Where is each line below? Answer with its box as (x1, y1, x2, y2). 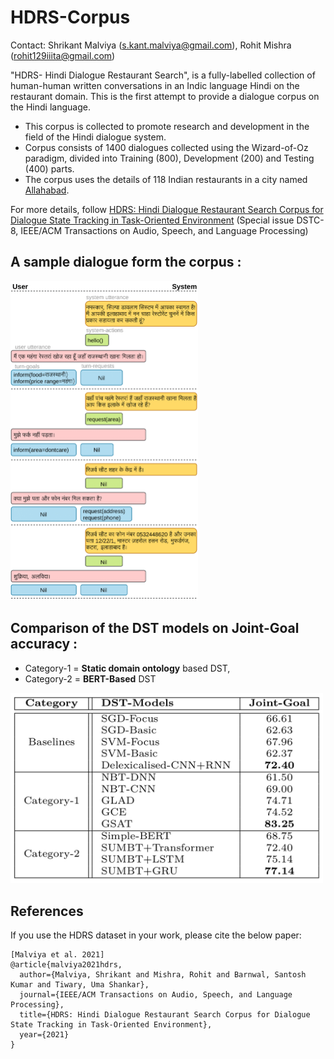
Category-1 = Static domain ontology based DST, (24, 662, 231, 674)
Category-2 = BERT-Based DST (24, 672, 157, 685)
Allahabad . (24, 184, 70, 196)
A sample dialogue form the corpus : (10, 254, 242, 271)
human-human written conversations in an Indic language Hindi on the (10, 79, 300, 91)
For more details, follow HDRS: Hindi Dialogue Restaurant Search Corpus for (10, 203, 324, 215)
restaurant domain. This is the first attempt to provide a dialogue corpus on (10, 90, 320, 102)
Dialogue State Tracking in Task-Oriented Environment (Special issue (10, 214, 295, 226)
